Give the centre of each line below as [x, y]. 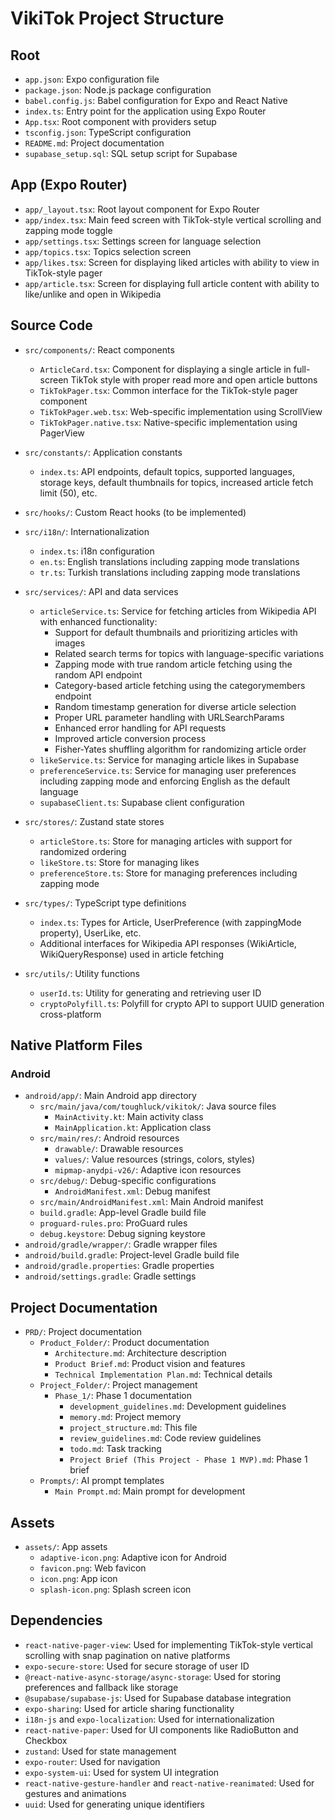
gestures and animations [75, 1793]
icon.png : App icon [78, 1578]
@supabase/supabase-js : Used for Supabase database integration [158, 1698]
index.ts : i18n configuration [97, 551]
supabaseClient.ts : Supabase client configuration [142, 802]
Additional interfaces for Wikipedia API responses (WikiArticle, [168, 943]
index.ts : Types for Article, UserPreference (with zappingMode [170, 922]
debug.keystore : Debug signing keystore [122, 1234]
